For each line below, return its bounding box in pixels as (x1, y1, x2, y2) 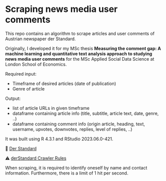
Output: (5, 95, 21, 101)
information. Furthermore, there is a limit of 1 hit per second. (5, 170, 129, 176)
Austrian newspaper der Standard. (5, 36, 76, 42)
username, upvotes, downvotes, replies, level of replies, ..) (12, 126, 133, 132)
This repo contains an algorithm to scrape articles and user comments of (5, 30, 155, 36)
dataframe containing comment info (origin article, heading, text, (12, 121, 146, 127)
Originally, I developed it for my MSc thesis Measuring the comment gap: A (5, 45, 161, 51)
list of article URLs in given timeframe (12, 105, 90, 111)
